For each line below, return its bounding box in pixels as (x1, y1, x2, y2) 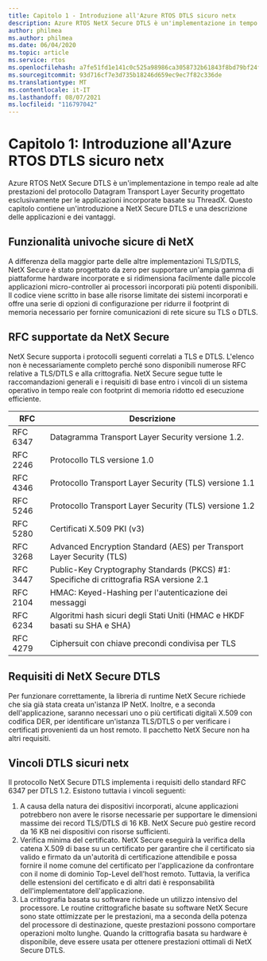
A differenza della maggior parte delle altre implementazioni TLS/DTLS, (8, 256, 241, 266)
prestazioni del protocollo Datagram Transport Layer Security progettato (8, 187, 245, 196)
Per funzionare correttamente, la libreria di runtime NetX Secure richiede (8, 691, 246, 700)
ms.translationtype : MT (8, 78, 87, 86)
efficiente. (8, 394, 41, 404)
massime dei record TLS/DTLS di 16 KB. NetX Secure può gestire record (19, 818, 256, 828)
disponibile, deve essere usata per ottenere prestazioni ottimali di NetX (19, 937, 253, 947)
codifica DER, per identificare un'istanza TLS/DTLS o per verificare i (8, 716, 230, 726)
